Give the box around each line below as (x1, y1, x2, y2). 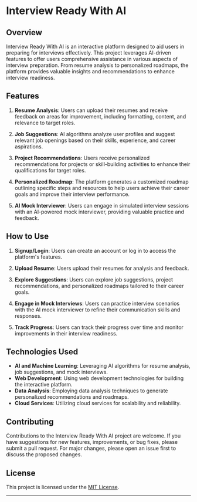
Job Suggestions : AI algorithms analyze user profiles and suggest (14, 130, 175, 137)
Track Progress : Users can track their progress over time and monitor (14, 324, 184, 331)
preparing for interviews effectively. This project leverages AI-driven (6, 49, 171, 56)
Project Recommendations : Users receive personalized (14, 154, 150, 161)
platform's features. (14, 253, 63, 260)
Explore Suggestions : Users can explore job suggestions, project (14, 276, 174, 283)
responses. (14, 312, 42, 319)
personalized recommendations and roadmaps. (14, 394, 129, 401)
